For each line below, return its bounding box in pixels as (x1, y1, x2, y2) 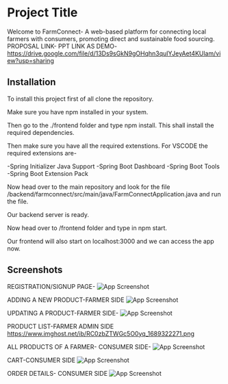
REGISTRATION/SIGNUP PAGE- (7, 282, 96, 290)
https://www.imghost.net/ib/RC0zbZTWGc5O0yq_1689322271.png (7, 329, 195, 337)
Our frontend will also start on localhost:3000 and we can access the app (7, 237, 214, 245)
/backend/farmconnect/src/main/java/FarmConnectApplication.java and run (7, 190, 221, 198)
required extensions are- (7, 149, 77, 157)
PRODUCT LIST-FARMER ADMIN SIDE (7, 322, 114, 330)
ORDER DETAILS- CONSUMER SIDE (7, 369, 108, 377)
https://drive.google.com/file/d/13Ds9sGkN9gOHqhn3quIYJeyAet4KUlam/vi (7, 49, 221, 57)
